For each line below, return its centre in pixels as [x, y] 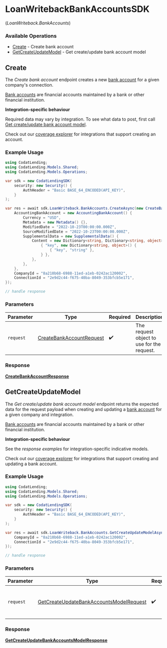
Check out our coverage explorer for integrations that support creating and [82, 458]
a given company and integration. [40, 414]
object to [146, 338]
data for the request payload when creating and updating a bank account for [83, 409]
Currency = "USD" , [42, 218]
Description [150, 317]
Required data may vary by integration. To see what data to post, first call [80, 119]
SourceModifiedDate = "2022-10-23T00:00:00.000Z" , [77, 232]
